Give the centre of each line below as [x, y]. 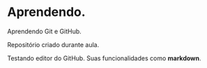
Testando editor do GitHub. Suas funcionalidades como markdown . [104, 58]
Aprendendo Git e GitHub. [44, 31]
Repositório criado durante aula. [53, 44]
